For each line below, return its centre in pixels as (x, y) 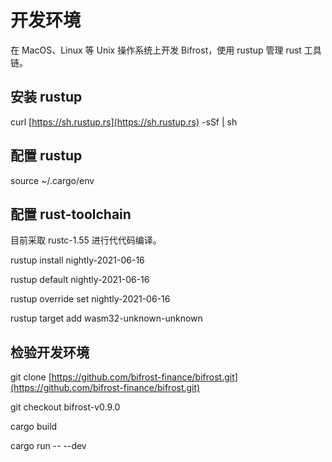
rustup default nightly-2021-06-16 (80, 280)
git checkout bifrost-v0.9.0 (65, 407)
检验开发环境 (50, 352)
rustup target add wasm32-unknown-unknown (106, 318)
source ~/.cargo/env (52, 180)
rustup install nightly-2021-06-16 (77, 260)
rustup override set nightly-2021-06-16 (90, 299)
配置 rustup (46, 156)
